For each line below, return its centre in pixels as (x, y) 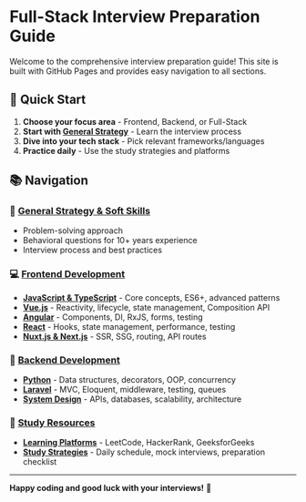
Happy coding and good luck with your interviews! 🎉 (111, 488)
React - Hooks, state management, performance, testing (129, 326)
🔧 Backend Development (65, 360)
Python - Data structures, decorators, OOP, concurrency (129, 380)
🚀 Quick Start (48, 100)
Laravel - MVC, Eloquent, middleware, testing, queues (124, 390)
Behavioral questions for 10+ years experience (110, 241)
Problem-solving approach (73, 231)
